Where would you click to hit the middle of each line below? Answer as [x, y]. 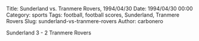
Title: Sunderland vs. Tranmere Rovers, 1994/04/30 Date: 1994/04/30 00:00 [99, 9]
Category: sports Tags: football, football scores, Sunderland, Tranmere [93, 15]
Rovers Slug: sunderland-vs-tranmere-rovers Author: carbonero [85, 21]
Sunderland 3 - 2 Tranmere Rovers [49, 33]
